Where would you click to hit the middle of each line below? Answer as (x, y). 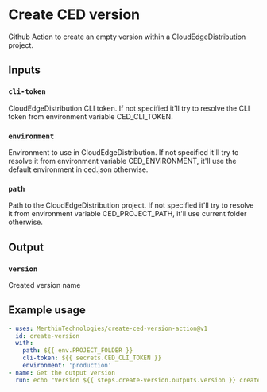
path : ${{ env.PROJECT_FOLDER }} (78, 351)
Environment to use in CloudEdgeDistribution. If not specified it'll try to (124, 152)
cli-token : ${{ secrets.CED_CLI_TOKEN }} (92, 358)
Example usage (47, 310)
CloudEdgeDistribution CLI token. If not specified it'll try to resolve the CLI (129, 108)
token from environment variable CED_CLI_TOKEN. (91, 116)
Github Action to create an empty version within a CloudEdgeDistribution (127, 37)
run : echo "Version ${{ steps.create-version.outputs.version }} (126, 380)
